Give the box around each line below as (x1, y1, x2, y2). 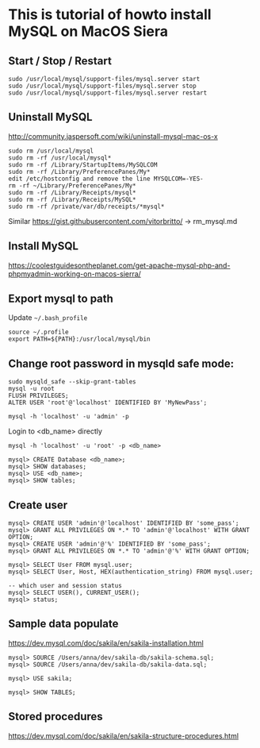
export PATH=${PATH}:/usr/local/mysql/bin (8, 335, 151, 343)
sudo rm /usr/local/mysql (8, 147, 94, 155)
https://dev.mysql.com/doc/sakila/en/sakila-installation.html (8, 638, 204, 648)
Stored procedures (8, 710, 103, 723)
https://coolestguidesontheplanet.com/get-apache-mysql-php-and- (8, 260, 231, 270)
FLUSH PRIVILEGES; (8, 391, 69, 400)
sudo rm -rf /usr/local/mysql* (8, 153, 112, 162)
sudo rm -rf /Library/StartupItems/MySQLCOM (8, 160, 158, 168)
